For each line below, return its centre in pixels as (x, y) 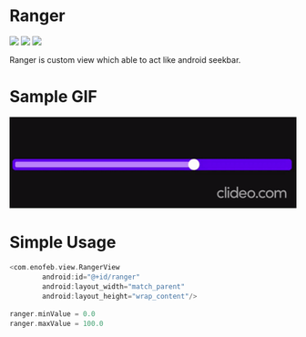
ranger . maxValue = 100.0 (56, 323)
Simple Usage (63, 242)
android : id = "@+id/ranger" (92, 277)
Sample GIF (53, 97)
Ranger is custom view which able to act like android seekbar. (125, 59)
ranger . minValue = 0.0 (52, 314)
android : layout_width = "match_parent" (113, 287)
